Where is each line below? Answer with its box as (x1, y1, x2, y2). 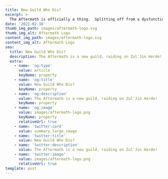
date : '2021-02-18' (5, 21, 46, 27)
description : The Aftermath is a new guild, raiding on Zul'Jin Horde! (9, 54, 162, 59)
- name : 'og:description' (14, 91, 68, 96)
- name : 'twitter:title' (14, 133, 66, 138)
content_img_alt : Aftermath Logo (5, 40, 75, 45)
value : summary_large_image (18, 128, 77, 133)
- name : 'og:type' (14, 63, 52, 68)
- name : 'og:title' (14, 77, 55, 82)
